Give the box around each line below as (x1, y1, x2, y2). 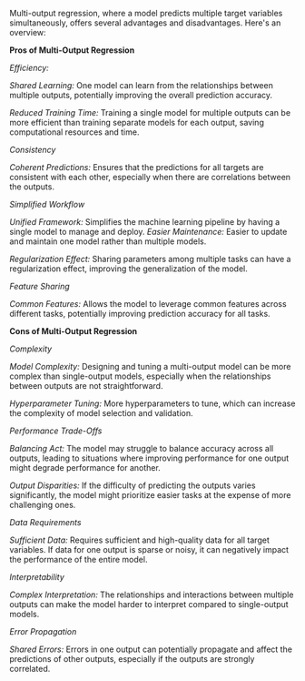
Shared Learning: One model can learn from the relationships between (9, 80, 274, 90)
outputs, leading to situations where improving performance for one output (9, 452, 290, 463)
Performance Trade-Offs (9, 425, 103, 436)
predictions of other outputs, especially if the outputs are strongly (9, 654, 255, 664)
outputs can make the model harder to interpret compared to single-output (9, 599, 289, 609)
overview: (9, 27, 47, 37)
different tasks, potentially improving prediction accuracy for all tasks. (9, 309, 271, 319)
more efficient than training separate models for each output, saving (9, 117, 265, 127)
